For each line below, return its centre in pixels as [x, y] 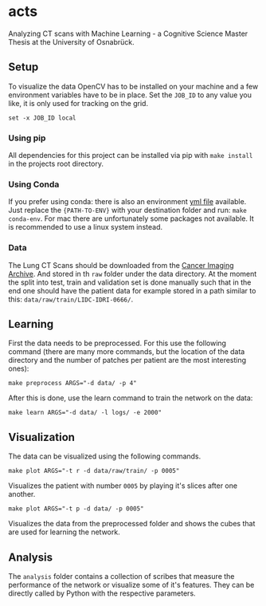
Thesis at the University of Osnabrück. [72, 41]
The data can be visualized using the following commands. [105, 456]
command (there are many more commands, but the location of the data [127, 352]
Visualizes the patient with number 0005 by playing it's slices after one [123, 486]
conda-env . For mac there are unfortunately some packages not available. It [131, 218]
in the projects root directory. [56, 164]
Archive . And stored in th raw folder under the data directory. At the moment [133, 273]
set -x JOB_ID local [43, 118]
